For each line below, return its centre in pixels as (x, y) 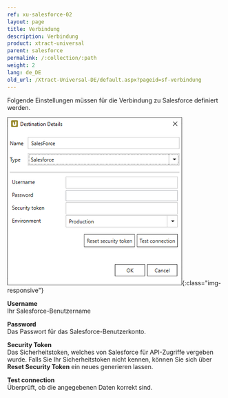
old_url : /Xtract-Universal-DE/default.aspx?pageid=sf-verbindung (104, 80)
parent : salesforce (35, 51)
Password (22, 324)
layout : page (26, 22)
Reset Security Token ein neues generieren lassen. (80, 366)
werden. (19, 107)
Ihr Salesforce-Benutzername (49, 311)
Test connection (31, 380)
